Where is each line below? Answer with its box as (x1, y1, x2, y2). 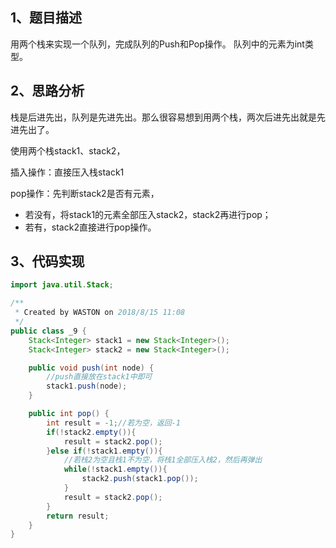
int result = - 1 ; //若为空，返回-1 (46, 418, 181, 428)
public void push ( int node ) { (28, 363, 155, 373)
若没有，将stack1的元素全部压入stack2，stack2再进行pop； (24, 208, 272, 220)
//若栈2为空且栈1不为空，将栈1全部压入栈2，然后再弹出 (63, 455, 263, 465)
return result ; (46, 511, 110, 521)
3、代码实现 (10, 253, 85, 270)
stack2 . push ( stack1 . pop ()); (81, 474, 199, 484)
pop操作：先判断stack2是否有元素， (10, 187, 160, 199)
